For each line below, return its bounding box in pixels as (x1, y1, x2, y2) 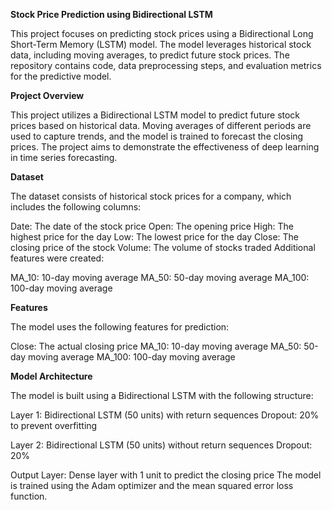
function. (10, 490, 48, 502)
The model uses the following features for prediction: (10, 321, 230, 333)
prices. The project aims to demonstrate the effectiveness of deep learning (10, 141, 320, 153)
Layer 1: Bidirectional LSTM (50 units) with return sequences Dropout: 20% (10, 409, 320, 421)
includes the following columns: (10, 201, 142, 213)
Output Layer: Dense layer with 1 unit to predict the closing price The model (10, 469, 322, 481)
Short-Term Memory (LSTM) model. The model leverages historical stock (10, 39, 312, 50)
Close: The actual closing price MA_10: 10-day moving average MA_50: (10, 340, 302, 352)
